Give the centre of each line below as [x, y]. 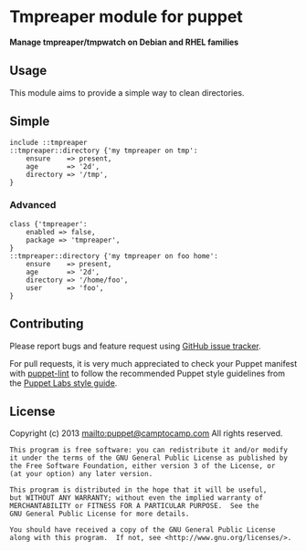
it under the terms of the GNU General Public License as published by [148, 458]
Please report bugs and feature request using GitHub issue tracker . [136, 346]
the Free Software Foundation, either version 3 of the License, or [142, 466]
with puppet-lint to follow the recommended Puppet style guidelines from [148, 373]
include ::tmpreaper [49, 142]
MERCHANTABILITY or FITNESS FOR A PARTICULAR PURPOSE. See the [134, 506]
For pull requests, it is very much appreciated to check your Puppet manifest [153, 363]
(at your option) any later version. [81, 474]
